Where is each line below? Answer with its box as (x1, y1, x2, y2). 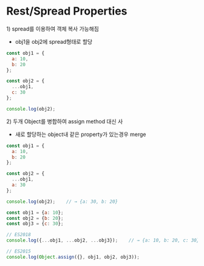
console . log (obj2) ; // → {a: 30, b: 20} (6, 199, 118, 205)
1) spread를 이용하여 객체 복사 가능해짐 (6, 25, 99, 32)
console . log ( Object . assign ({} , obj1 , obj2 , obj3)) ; (6, 254, 140, 260)
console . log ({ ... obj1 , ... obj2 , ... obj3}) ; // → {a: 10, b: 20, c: (6, 237, 189, 244)
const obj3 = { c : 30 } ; (6, 220, 64, 227)
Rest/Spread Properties (6, 4, 127, 18)
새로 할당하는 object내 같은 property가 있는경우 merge (15, 131, 147, 138)
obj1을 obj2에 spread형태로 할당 (15, 38, 93, 45)
